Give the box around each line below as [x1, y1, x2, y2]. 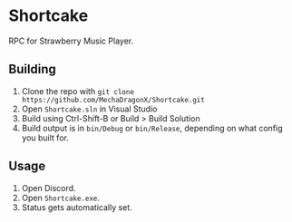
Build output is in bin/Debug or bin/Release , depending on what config [21, 122, 283, 133]
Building [8, 62, 56, 77]
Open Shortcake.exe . [21, 192, 101, 203]
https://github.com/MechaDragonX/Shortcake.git [21, 95, 205, 104]
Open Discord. [21, 182, 76, 193]
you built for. [21, 132, 69, 143]
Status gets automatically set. [21, 201, 132, 213]
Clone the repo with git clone [21, 85, 135, 96]
